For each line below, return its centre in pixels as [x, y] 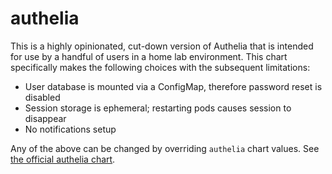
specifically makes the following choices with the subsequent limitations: [160, 67]
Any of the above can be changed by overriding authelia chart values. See [165, 148]
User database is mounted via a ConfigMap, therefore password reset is [173, 86]
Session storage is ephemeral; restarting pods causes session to [158, 108]
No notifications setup [70, 129]
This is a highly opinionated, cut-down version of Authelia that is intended [162, 46]
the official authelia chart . [63, 159]
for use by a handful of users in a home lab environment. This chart [149, 56]
